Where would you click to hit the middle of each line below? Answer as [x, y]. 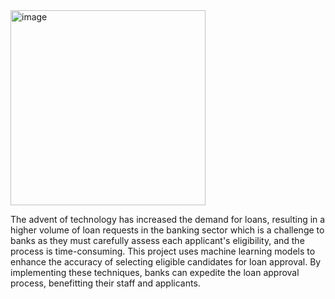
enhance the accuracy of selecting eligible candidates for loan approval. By [166, 262]
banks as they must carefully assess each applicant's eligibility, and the [157, 240]
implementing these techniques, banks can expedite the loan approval [155, 272]
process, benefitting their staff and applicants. [105, 283]
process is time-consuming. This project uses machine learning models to [163, 251]
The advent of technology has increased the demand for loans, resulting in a [168, 219]
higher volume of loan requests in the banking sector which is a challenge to [167, 230]
